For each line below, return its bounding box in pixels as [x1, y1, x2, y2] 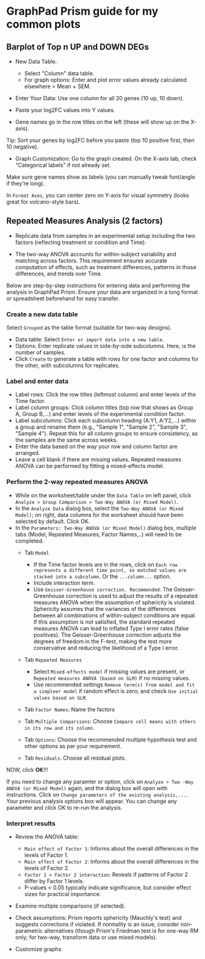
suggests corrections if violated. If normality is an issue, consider [15, 920, 179, 928]
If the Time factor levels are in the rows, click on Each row [33, 561, 178, 568]
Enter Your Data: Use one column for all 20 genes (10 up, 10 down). [15, 95, 184, 102]
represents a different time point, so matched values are [33, 567, 187, 573]
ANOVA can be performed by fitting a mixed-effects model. [15, 462, 165, 470]
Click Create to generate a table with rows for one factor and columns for [15, 355, 199, 363]
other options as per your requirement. [24, 742, 122, 750]
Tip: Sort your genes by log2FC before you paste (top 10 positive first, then [6, 136, 195, 144]
